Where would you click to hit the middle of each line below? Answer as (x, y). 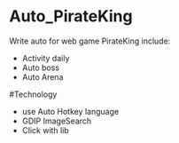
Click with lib (45, 130)
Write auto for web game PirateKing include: (90, 41)
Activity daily (46, 58)
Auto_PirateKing (71, 16)
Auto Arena (43, 76)
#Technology (33, 94)
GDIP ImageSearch (57, 121)
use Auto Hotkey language (70, 111)
